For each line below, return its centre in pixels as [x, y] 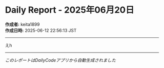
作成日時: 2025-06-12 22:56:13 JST [41, 30]
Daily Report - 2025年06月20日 [70, 10]
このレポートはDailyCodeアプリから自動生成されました [61, 60]
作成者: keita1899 [22, 24]
